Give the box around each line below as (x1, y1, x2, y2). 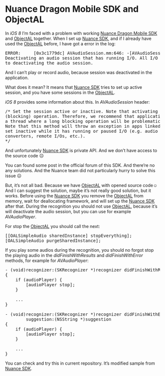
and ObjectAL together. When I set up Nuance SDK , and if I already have (5, 36, 152, 41)
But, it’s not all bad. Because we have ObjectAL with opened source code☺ (5, 182, 158, 188)
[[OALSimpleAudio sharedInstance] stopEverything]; (5, 233, 133, 238)
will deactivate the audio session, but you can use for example (5, 208, 131, 214)
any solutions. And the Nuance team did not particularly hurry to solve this (5, 167, 156, 173)
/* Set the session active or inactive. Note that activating (5, 109, 158, 114)
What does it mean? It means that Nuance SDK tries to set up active (5, 84, 142, 90)
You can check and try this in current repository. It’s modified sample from (5, 360, 156, 366)
